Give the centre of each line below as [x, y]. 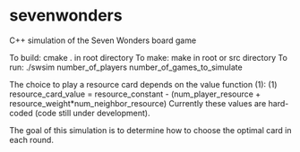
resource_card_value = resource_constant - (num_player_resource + [135, 94]
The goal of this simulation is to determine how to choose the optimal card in [151, 130]
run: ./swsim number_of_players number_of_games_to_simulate [126, 67]
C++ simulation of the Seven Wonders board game [103, 40]
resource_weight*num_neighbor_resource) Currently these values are [138, 103]
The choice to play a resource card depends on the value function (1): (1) [143, 84]
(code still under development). [92, 113]
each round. [31, 139]
